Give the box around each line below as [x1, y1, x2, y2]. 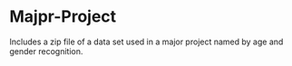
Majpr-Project [9, 6, 117, 27]
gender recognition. [9, 45, 83, 56]
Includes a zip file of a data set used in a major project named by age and [9, 36, 284, 47]
